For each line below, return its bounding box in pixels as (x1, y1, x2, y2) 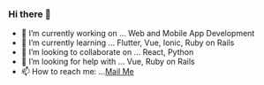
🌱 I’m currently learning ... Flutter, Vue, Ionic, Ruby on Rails (20, 37, 235, 48)
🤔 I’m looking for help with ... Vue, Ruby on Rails (20, 57, 195, 67)
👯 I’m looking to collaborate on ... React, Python (20, 47, 194, 58)
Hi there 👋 (8, 8, 52, 20)
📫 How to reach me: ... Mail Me (20, 66, 134, 77)
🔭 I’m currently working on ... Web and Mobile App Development (20, 28, 255, 39)
